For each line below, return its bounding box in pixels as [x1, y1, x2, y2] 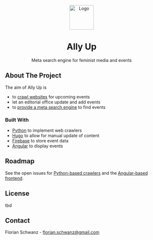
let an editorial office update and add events [12, 99, 101, 105]
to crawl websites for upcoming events [12, 94, 90, 100]
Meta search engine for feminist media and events [31, 57, 132, 63]
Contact [5, 217, 30, 225]
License [5, 189, 30, 198]
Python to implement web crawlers [12, 127, 82, 134]
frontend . [5, 175, 24, 181]
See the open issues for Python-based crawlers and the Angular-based [5, 170, 148, 176]
